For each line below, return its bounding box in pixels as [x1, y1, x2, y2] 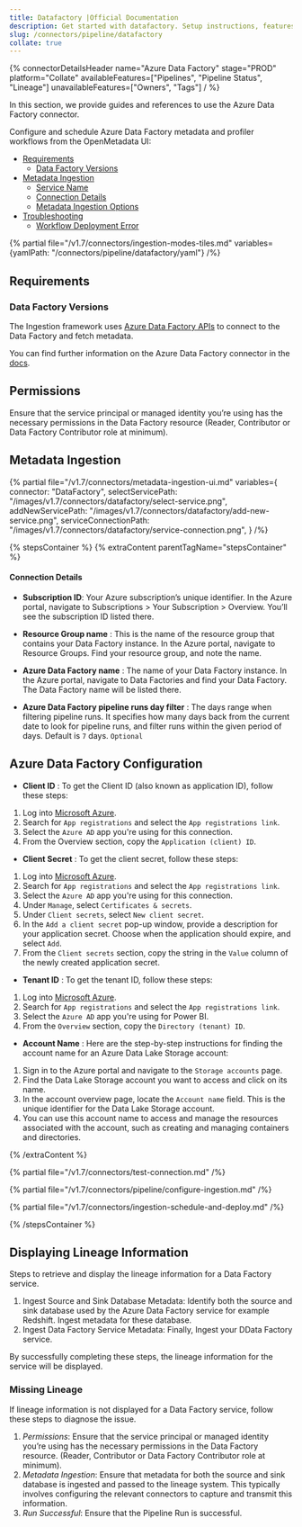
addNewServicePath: [9, 505, 88, 516]
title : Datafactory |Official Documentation [9, 13, 179, 22]
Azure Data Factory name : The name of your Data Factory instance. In [22, 665, 288, 676]
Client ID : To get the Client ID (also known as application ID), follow [22, 780, 274, 791]
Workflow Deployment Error [35, 220, 139, 231]
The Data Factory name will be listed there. [22, 684, 182, 695]
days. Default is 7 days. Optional [22, 730, 144, 741]
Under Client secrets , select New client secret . [22, 909, 205, 920]
